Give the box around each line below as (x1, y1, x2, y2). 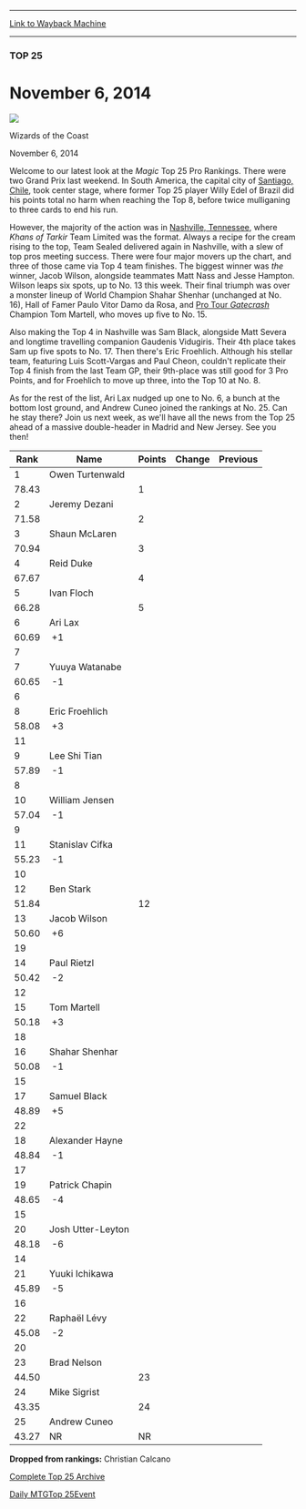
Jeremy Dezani (48, 497, 114, 510)
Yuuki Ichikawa (48, 1267, 114, 1280)
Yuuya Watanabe (48, 660, 122, 673)
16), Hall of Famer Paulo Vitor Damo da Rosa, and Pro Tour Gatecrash (9, 299, 270, 310)
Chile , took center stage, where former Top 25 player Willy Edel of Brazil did (9, 184, 294, 196)
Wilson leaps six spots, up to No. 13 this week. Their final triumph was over (9, 280, 291, 291)
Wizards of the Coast (9, 129, 89, 141)
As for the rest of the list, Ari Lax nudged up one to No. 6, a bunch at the (9, 393, 280, 403)
